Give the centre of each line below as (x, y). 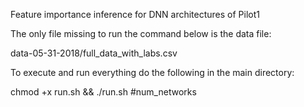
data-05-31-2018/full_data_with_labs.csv (94, 53)
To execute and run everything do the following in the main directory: (152, 72)
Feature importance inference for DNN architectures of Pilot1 (135, 14)
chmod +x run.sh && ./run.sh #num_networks (103, 92)
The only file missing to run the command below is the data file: (141, 33)
